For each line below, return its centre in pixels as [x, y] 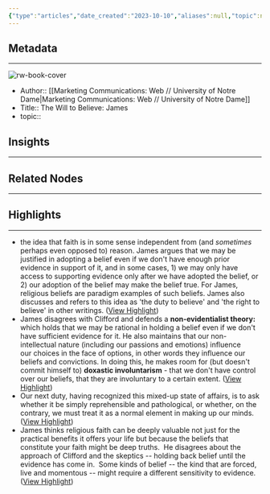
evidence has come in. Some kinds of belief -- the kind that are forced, [138, 464]
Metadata [33, 49]
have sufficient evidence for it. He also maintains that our [115, 336]
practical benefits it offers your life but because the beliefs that [124, 438]
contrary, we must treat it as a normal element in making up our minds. [137, 413]
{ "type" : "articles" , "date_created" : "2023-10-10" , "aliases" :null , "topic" [133, 16]
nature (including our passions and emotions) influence [149, 344]
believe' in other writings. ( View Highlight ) [89, 310]
